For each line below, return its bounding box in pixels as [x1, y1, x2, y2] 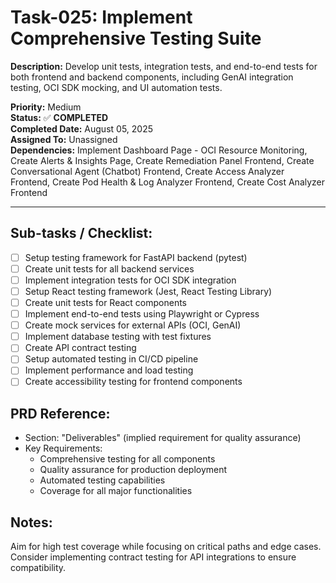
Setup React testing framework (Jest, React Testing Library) [24, 285, 273, 297]
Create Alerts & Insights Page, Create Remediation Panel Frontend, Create [10, 154, 315, 166]
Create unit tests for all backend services [24, 262, 195, 275]
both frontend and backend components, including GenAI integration [10, 71, 294, 83]
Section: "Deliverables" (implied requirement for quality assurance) [24, 432, 302, 444]
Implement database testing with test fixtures [24, 331, 212, 343]
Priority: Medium [10, 101, 82, 113]
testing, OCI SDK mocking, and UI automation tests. [10, 81, 223, 93]
